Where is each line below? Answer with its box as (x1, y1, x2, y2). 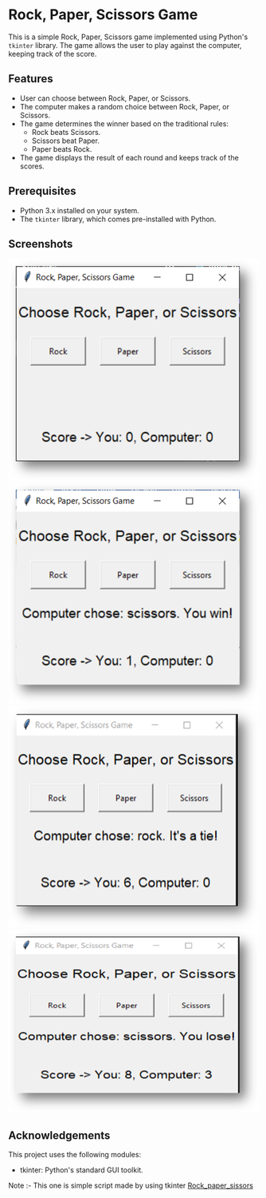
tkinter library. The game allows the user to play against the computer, (8, 40, 242, 50)
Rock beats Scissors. (31, 127, 101, 137)
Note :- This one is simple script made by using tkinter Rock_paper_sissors (8, 1180, 253, 1191)
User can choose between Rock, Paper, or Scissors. (19, 93, 191, 103)
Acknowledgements (8, 1129, 111, 1142)
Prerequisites (8, 184, 76, 198)
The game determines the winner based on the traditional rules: (19, 118, 229, 129)
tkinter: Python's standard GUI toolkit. (19, 1165, 143, 1175)
